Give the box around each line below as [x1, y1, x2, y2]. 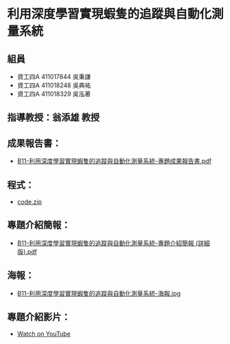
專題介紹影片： [7, 311, 71, 323]
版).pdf [16, 247, 38, 255]
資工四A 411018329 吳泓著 [16, 90, 91, 98]
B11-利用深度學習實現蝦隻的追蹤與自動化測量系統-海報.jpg [16, 289, 181, 297]
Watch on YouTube [16, 330, 71, 338]
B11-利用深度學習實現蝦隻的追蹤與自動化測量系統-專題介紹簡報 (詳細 [16, 239, 211, 247]
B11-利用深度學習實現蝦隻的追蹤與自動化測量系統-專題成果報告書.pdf [16, 157, 211, 165]
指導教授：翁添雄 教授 [7, 111, 100, 124]
